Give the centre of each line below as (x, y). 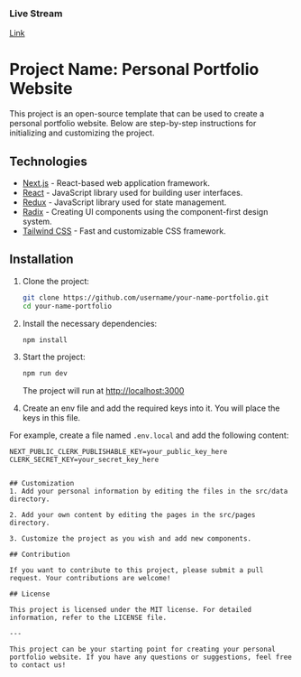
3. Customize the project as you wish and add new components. (131, 539)
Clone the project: (56, 281)
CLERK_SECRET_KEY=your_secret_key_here (84, 460)
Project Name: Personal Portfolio (134, 70)
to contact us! (38, 665)
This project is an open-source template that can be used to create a (137, 114)
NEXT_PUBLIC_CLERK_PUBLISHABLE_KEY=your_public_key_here (119, 452)
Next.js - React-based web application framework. (116, 183)
